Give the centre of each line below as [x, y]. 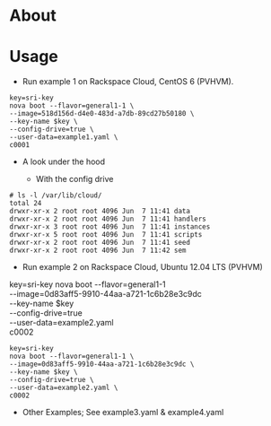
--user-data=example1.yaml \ [64, 137]
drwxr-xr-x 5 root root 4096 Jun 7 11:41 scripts [106, 235]
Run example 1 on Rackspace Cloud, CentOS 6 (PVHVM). [128, 82]
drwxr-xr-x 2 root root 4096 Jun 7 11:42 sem [98, 251]
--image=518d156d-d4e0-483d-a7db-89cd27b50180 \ [102, 114]
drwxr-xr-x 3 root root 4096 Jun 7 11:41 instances [110, 227]
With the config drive [74, 179]
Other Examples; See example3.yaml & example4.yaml [123, 413]
